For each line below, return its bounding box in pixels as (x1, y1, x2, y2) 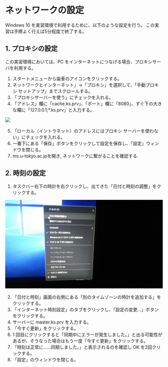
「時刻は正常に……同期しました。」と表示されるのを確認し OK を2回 (12, 344, 152, 350)
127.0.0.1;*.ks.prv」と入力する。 (29, 107, 95, 113)
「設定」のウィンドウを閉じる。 (12, 356, 78, 363)
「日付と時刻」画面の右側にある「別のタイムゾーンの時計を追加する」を (12, 294, 161, 300)
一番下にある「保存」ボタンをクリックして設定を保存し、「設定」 (12, 140, 146, 146)
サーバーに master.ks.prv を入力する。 (12, 319, 91, 325)
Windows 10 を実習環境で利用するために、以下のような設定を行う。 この (5, 22, 155, 28)
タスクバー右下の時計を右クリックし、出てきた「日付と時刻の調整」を (12, 183, 157, 189)
